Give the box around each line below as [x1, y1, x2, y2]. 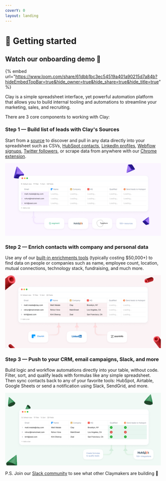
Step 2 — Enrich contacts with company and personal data [5, 244, 149, 250]
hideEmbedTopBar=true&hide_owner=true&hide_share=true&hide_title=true [5, 78, 159, 84]
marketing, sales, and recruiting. [5, 104, 71, 110]
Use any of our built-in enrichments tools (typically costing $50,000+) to [5, 255, 153, 261]
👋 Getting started [5, 35, 77, 47]
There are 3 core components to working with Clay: [5, 114, 110, 120]
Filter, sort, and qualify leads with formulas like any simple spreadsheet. [5, 372, 151, 378]
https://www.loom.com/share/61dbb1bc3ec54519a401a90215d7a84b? [15, 73, 158, 79]
